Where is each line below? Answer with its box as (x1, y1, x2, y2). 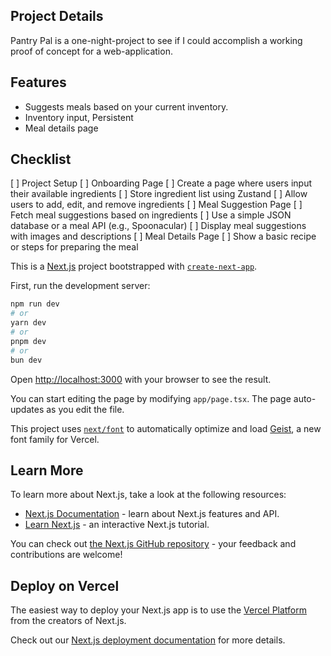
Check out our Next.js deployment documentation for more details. (10, 634, 286, 646)
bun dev (10, 355, 43, 365)
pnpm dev (10, 336, 47, 346)
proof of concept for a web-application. (10, 45, 173, 57)
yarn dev (10, 318, 47, 328)
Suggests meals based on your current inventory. (24, 100, 229, 113)
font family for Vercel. (10, 433, 100, 445)
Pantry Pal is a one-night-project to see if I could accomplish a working (10, 34, 303, 46)
